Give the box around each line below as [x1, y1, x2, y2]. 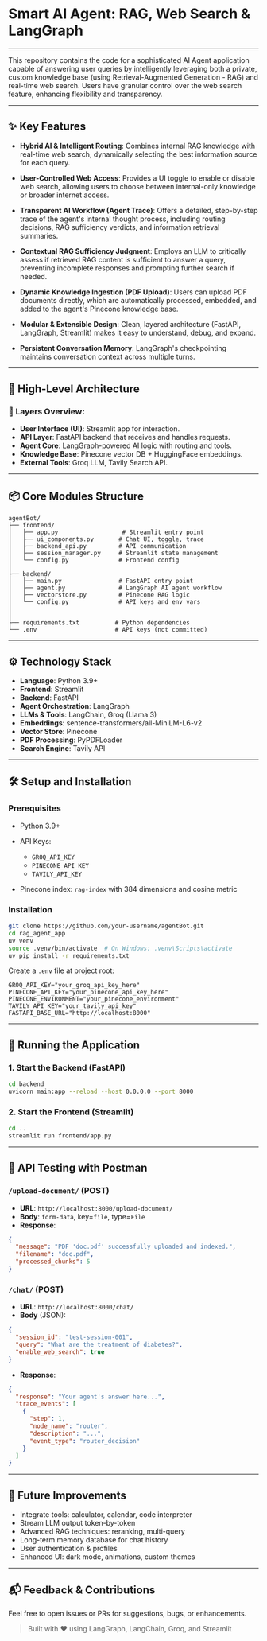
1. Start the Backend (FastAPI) [8, 1062, 126, 1073]
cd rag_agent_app [8, 929, 66, 937]
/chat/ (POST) [8, 1284, 64, 1295]
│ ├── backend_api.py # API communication [8, 542, 187, 550]
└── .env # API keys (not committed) [8, 626, 208, 634]
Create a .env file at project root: [8, 966, 115, 975]
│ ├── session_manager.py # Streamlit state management [8, 550, 219, 558]
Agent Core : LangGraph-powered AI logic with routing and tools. [19, 441, 233, 450]
